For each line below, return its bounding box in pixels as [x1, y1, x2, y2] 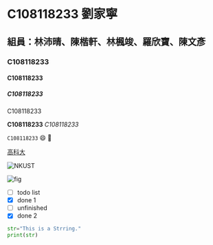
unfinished [16, 204, 47, 212]
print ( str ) [7, 232, 38, 239]
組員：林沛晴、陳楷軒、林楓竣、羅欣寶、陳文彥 [7, 36, 206, 47]
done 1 [16, 196, 36, 204]
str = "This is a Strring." [7, 225, 81, 233]
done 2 [16, 211, 38, 220]
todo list [16, 189, 41, 197]
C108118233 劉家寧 [7, 6, 118, 22]
